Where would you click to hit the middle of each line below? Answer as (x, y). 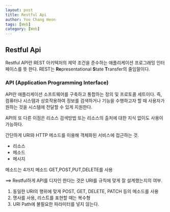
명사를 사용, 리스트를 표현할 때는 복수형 (52, 198)
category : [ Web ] (22, 29)
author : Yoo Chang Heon (31, 19)
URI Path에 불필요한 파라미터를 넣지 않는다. (56, 204)
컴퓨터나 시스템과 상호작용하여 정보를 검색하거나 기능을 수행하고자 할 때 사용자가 (85, 101)
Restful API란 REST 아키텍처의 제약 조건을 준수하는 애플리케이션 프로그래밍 (80, 62)
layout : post (19, 10)
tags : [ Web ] (18, 24)
